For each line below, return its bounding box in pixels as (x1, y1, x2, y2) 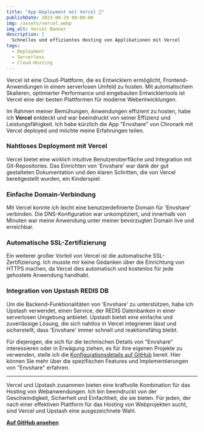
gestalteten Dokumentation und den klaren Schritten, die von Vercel (6, 168, 176, 176)
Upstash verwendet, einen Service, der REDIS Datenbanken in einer (6, 307, 176, 314)
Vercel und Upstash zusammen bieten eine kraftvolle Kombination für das (6, 381, 191, 388)
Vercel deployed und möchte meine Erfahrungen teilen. (6, 127, 144, 134)
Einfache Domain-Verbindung (6, 190, 96, 198)
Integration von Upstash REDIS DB (6, 286, 109, 295)
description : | (6, 32, 45, 38)
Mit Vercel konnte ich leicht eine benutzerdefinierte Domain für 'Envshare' (6, 204, 191, 211)
